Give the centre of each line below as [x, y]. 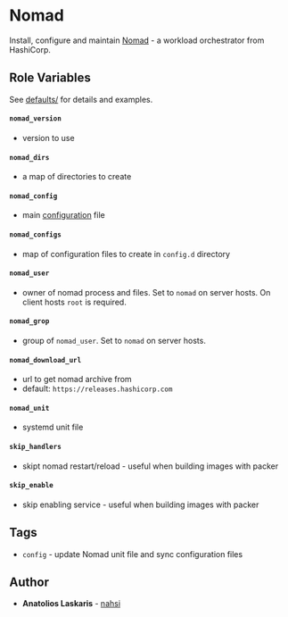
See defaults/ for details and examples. [81, 99]
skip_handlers [36, 446]
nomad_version [36, 119]
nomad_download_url [45, 360]
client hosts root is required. [74, 302]
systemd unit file [53, 427]
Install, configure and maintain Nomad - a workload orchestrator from [137, 40]
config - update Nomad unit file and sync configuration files [132, 554]
